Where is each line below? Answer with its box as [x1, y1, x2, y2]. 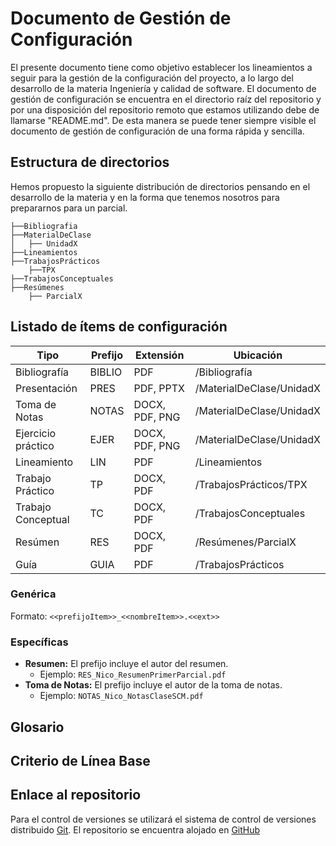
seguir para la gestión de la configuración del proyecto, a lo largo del [10, 72, 294, 84]
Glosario [10, 718, 65, 736]
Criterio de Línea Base [10, 752, 151, 769]
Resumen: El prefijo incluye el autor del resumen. [24, 658, 229, 670]
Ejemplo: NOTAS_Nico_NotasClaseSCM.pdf [39, 690, 204, 702]
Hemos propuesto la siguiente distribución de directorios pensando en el [10, 180, 311, 192]
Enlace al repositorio [10, 787, 142, 804]
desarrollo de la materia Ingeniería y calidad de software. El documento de [10, 82, 317, 94]
